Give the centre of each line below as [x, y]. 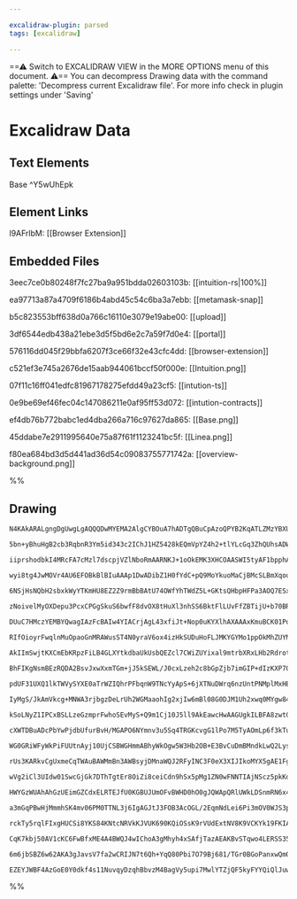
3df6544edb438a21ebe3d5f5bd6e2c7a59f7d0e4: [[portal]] [118, 334]
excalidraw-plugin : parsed [59, 25]
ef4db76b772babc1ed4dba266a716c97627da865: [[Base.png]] [124, 420]
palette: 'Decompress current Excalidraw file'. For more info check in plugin [146, 85]
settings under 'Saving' [51, 95]
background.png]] [42, 464]
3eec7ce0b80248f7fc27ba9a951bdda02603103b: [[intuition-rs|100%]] [138, 283]
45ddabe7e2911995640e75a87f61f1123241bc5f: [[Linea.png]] [121, 437]
